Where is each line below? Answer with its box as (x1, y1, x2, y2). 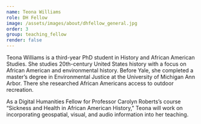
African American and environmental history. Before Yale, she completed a (6, 67, 194, 74)
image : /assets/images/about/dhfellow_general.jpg (6, 20, 138, 26)
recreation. (6, 86, 34, 93)
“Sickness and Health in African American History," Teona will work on (6, 105, 183, 111)
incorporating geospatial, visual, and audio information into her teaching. (6, 111, 189, 118)
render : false (6, 37, 43, 43)
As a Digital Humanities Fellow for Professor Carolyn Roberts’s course (6, 98, 181, 105)
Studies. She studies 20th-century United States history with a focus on (6, 60, 187, 67)
